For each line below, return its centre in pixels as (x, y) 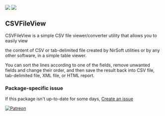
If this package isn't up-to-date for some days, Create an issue (69, 99)
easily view (17, 41)
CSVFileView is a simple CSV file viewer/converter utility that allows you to (81, 35)
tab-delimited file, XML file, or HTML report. (50, 75)
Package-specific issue (34, 88)
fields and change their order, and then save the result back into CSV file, (80, 70)
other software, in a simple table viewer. (46, 55)
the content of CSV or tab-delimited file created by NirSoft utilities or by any (82, 50)
